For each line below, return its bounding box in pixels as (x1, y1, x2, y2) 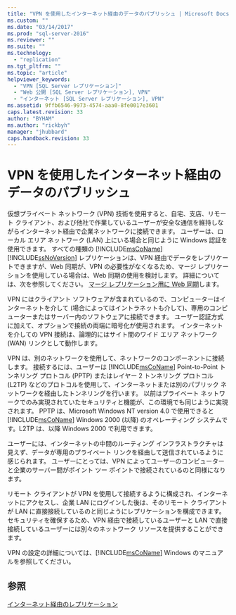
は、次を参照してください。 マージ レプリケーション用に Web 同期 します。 (7, 280, 223, 289)
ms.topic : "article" (7, 69, 68, 76)
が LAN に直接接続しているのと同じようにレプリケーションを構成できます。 (7, 507, 225, 516)
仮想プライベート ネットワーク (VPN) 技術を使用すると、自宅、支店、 (7, 209, 209, 218)
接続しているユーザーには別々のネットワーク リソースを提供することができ (7, 525, 224, 533)
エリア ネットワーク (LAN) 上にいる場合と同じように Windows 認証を (27, 236, 228, 244)
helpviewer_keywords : (7, 75, 71, 83)
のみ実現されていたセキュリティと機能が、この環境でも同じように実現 (25, 398, 228, 406)
